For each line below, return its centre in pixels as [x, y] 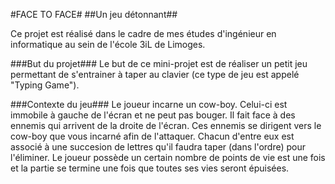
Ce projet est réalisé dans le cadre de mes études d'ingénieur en [143, 33]
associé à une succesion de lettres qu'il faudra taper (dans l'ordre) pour [158, 147]
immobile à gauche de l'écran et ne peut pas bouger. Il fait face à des [153, 115]
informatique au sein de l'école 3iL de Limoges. [108, 44]
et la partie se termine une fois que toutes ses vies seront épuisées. [150, 168]
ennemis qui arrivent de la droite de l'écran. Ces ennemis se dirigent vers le [166, 125]
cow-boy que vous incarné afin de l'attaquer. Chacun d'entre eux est [152, 136]
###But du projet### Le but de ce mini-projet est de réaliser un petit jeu [159, 63]
